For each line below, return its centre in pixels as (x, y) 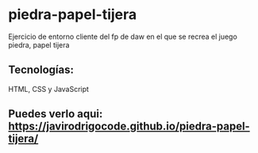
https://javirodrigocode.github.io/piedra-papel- (129, 126)
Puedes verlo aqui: (56, 114)
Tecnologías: (41, 70)
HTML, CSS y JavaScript (49, 89)
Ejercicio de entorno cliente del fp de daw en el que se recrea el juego (123, 36)
